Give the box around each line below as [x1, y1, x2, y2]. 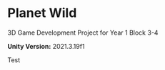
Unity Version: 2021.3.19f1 [7, 42, 85, 50]
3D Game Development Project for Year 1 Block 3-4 [7, 28, 159, 37]
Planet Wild [7, 5, 77, 21]
